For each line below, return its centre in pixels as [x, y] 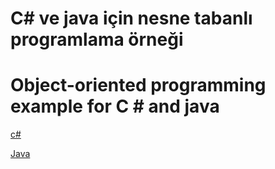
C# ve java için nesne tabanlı [131, 18]
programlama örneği [97, 39]
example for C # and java [115, 106]
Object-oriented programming [138, 85]
